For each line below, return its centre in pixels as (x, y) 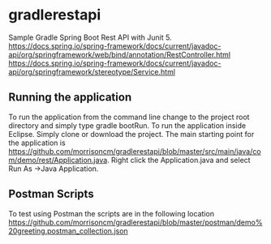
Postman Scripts (52, 194)
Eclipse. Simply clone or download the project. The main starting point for (131, 134)
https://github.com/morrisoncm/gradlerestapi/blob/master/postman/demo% (135, 222)
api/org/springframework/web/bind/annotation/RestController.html (120, 54)
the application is (37, 143)
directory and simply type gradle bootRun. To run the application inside (127, 125)
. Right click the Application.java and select (179, 160)
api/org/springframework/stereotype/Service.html (92, 71)
